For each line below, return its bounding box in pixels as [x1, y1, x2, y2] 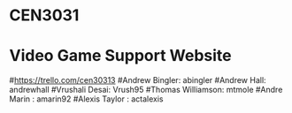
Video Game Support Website [9, 46, 232, 66]
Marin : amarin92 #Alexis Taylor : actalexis [9, 94, 164, 104]
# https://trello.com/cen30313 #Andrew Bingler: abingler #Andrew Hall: [9, 75, 267, 86]
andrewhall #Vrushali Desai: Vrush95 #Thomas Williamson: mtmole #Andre [9, 85, 283, 95]
